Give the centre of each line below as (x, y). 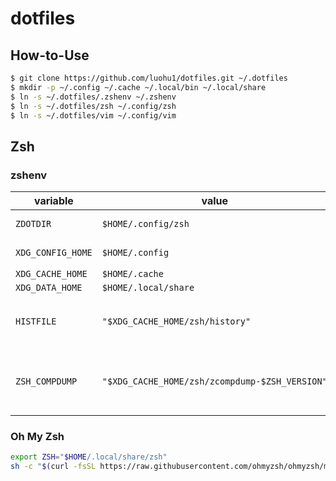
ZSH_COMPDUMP (46, 381)
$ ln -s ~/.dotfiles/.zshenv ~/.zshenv (93, 97)
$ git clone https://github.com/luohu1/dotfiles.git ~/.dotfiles (149, 78)
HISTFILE (36, 321)
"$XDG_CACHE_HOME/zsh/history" (176, 321)
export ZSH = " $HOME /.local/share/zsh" (89, 457)
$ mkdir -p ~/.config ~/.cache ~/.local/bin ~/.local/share (138, 87)
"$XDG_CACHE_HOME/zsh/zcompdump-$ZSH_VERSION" (214, 381)
